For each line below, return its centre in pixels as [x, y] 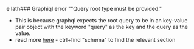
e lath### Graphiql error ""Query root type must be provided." [84, 9]
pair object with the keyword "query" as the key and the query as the [102, 27]
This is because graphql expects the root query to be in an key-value [101, 20]
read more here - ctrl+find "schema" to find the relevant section [95, 40]
